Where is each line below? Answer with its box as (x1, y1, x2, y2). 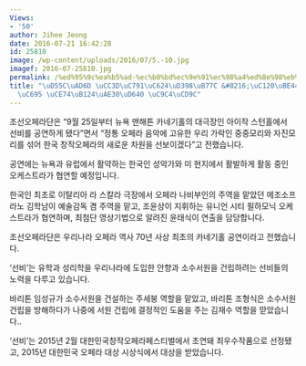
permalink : (9, 73, 51, 82)
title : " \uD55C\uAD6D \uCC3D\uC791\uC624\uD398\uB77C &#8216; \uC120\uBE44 (9, 81, 300, 90)
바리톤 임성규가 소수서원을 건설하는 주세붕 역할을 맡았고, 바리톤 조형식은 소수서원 (9, 293, 297, 304)
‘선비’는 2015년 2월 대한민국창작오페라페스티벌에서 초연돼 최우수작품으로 (9, 335, 269, 346)
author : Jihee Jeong (9, 30, 88, 39)
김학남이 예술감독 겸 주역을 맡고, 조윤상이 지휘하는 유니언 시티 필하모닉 (25, 200, 277, 211)
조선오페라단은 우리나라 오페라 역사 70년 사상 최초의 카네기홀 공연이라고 (9, 231, 265, 242)
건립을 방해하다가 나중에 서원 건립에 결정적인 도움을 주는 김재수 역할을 (9, 304, 258, 315)
